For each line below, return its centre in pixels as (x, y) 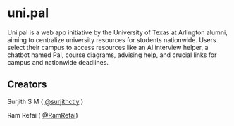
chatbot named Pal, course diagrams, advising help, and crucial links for (112, 55)
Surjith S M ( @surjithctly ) (45, 101)
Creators (27, 85)
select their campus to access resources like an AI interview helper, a (108, 47)
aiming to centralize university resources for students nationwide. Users (112, 39)
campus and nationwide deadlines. (58, 62)
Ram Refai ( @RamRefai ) (43, 115)
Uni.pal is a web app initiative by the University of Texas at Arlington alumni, (117, 32)
